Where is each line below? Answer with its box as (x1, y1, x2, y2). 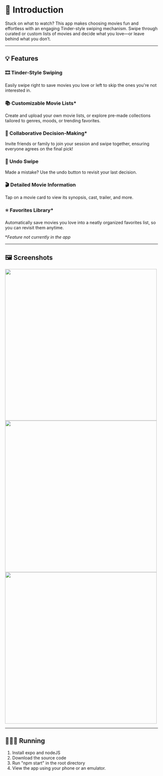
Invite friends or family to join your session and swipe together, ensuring (5, 141, 149, 147)
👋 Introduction (5, 4, 64, 16)
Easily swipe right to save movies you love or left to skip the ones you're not (5, 82, 157, 88)
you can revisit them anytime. (5, 225, 64, 231)
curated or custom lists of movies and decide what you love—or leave (5, 31, 145, 36)
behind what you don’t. (5, 36, 51, 42)
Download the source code (12, 755, 66, 760)
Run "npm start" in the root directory (12, 760, 85, 766)
